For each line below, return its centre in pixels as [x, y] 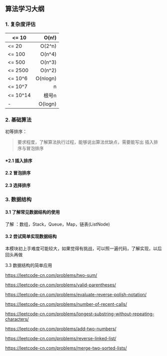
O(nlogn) [46, 78]
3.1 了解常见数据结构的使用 [33, 212]
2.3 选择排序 [18, 185]
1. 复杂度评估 [20, 24]
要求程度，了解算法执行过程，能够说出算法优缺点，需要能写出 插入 [85, 142]
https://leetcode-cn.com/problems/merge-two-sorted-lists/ [66, 348]
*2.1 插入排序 [19, 160]
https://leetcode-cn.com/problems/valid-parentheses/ [61, 285]
